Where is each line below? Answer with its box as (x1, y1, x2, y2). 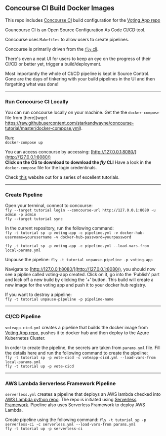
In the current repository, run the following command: (5, 225, 114, 231)
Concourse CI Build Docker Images (5, 4, 115, 12)
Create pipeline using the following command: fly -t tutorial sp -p (5, 417, 147, 423)
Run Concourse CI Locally (5, 98, 69, 105)
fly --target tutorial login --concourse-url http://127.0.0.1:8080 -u (5, 208, 156, 213)
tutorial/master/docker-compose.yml (5, 125, 80, 131)
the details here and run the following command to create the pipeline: (5, 350, 148, 356)
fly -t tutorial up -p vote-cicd (5, 363, 74, 369)
